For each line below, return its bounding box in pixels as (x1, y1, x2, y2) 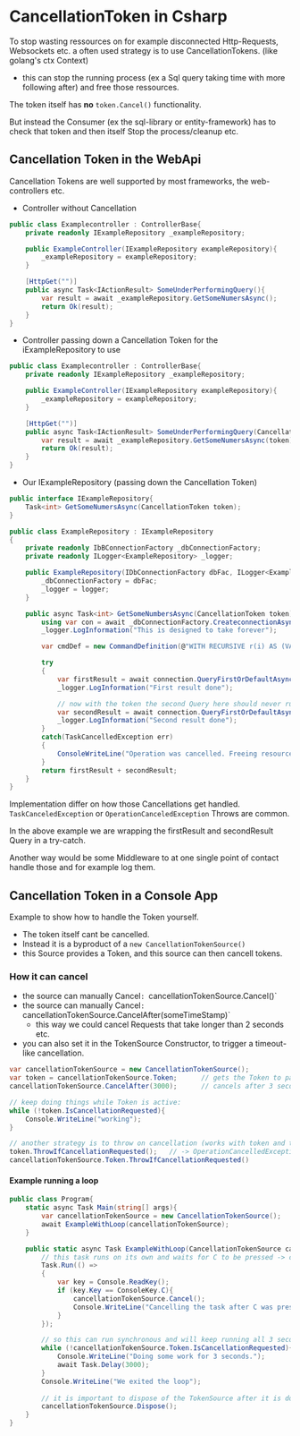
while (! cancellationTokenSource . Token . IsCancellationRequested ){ (41, 1344, 294, 1353)
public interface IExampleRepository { (9, 494, 154, 503)
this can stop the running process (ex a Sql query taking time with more (21, 72, 286, 82)
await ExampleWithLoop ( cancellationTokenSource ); (41, 1219, 229, 1228)
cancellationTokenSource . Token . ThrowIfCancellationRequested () (9, 1156, 250, 1165)
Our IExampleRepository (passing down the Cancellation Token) (21, 477, 257, 487)
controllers (9, 185, 49, 196)
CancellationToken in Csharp (9, 6, 228, 27)
